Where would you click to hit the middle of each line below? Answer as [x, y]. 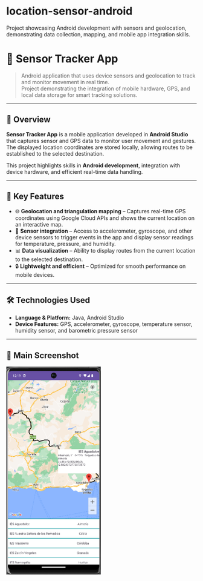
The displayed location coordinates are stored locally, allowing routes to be [100, 147]
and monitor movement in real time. [65, 82]
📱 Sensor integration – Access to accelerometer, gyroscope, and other [103, 231]
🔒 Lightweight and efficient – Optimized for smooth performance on [100, 266]
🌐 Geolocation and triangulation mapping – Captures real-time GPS [100, 211]
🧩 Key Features [35, 197]
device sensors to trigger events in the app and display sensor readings [104, 237]
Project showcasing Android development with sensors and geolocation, [96, 28]
